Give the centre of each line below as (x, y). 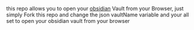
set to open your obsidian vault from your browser (68, 21)
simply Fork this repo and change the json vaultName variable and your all (98, 15)
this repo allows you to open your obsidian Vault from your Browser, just (95, 9)
